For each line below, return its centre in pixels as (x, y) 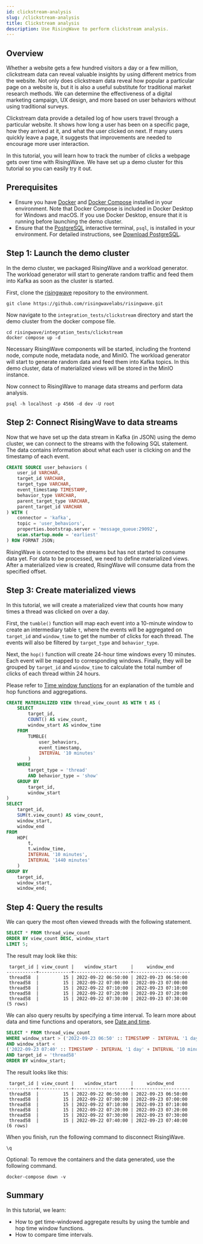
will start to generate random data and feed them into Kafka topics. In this (98, 361)
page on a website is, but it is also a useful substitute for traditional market (99, 87)
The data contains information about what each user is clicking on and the (99, 450)
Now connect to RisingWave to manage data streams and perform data (95, 386)
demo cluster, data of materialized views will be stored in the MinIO (90, 368)
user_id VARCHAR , (39, 473)
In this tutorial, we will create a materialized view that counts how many (95, 605)
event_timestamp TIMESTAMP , (52, 490)
